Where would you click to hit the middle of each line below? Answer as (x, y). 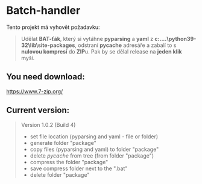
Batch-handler (43, 11)
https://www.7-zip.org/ (35, 91)
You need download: (46, 77)
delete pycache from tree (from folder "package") (92, 155)
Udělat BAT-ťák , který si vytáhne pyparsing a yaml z (87, 38)
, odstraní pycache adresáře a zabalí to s (126, 45)
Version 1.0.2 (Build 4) (48, 124)
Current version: (38, 110)
